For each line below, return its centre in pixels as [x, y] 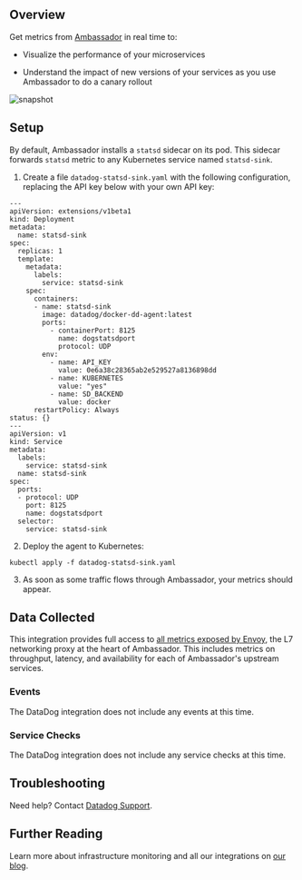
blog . [19, 865]
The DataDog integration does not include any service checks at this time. [148, 755]
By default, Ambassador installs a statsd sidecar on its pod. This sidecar [145, 150]
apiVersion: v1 [38, 434]
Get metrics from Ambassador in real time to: [93, 36]
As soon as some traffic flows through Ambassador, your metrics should [157, 579]
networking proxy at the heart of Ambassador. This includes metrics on [142, 649]
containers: [56, 299]
